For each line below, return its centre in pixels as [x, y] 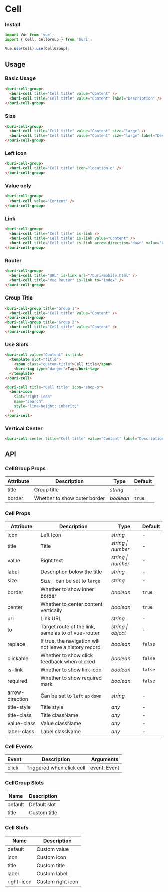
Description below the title [71, 572]
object [119, 633]
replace [17, 644]
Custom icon [51, 857]
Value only [18, 185]
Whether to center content [72, 604]
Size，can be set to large [71, 581]
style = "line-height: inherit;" [47, 406]
